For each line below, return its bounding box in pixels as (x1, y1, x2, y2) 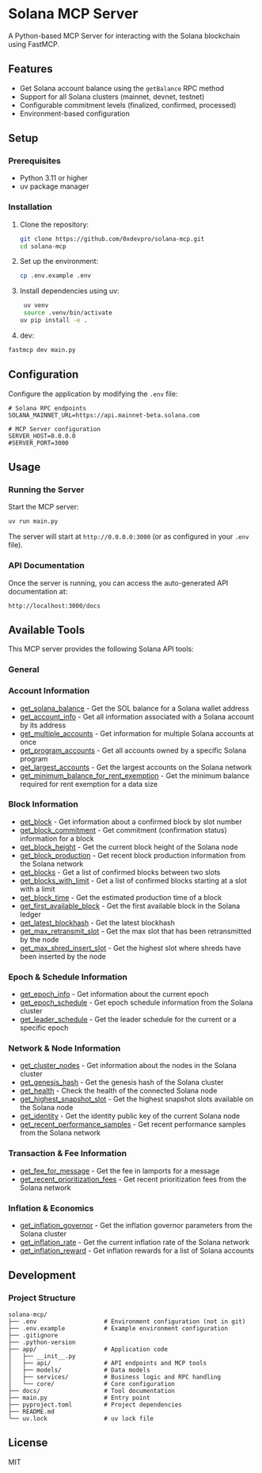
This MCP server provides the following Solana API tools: (8, 644, 194, 654)
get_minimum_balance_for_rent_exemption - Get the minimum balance (19, 770, 249, 780)
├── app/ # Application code (8, 1345, 169, 1353)
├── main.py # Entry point (8, 1394, 150, 1402)
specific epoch (19, 1023, 69, 1032)
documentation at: (8, 586, 68, 596)
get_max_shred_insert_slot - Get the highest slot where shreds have (19, 943, 241, 952)
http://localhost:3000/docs (8, 601, 101, 610)
